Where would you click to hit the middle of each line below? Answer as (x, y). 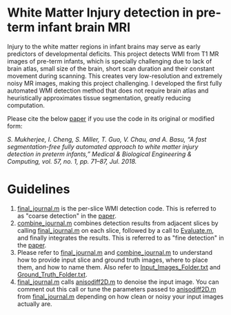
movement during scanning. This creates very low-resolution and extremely (115, 76)
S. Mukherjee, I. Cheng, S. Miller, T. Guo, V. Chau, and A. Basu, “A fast (107, 139)
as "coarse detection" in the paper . (67, 216)
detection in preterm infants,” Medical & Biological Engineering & (99, 154)
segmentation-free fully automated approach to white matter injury (103, 146)
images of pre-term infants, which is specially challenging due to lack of (110, 61)
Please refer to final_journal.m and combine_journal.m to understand (114, 252)
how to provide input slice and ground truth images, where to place (112, 260)
